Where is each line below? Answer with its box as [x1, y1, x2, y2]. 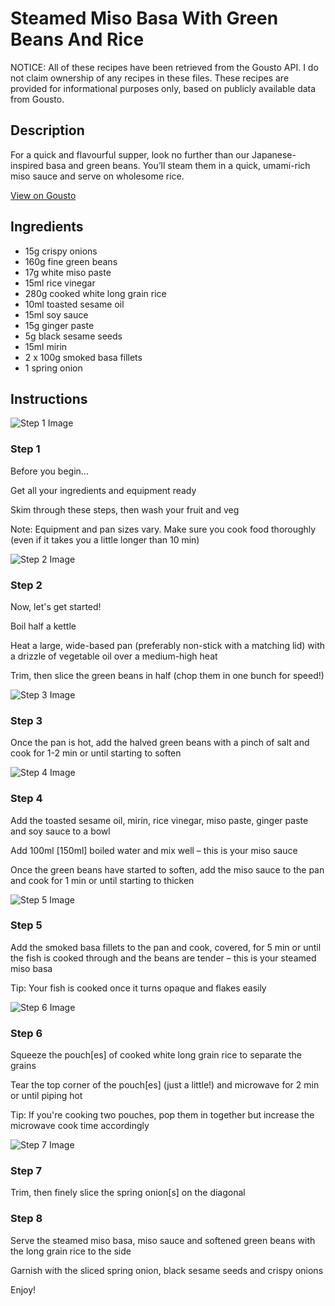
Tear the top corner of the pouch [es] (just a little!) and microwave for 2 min [10, 1079, 320, 1091]
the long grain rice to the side [10, 1245, 132, 1257]
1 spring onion [24, 362, 83, 374]
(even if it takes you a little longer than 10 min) [10, 533, 200, 546]
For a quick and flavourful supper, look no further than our [10, 148, 250, 161]
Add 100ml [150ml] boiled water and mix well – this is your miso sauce [10, 844, 298, 856]
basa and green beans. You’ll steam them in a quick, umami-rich [45, 159, 311, 171]
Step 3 [10, 713, 43, 727]
